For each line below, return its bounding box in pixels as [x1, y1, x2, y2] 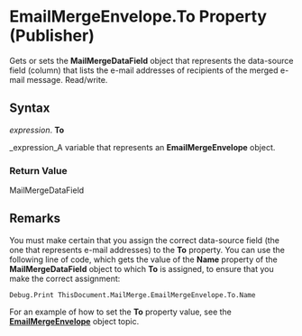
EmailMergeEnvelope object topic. [9, 315, 140, 326]
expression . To [9, 124, 65, 135]
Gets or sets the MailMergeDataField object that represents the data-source [9, 55, 294, 66]
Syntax [9, 101, 50, 116]
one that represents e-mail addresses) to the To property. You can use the [9, 244, 286, 255]
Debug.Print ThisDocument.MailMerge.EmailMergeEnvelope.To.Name [9, 290, 256, 299]
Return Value [9, 164, 68, 177]
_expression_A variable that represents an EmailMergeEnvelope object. [9, 141, 276, 152]
